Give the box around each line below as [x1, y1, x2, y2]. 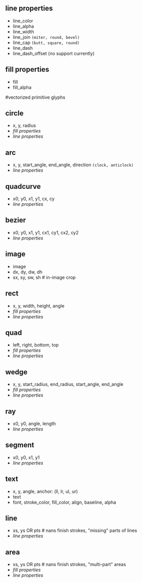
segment [5, 441, 34, 449]
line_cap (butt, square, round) [12, 39, 80, 46]
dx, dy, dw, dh [12, 269, 42, 275]
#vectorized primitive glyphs [5, 94, 65, 100]
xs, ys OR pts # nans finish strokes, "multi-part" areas [12, 562, 126, 568]
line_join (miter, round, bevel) [12, 34, 80, 40]
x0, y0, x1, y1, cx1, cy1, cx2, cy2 [12, 229, 79, 235]
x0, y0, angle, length [12, 420, 56, 426]
